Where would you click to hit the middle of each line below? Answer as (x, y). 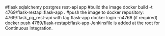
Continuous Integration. (29, 28)
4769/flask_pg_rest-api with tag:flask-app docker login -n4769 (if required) (82, 18)
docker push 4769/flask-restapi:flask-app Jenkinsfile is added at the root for (82, 23)
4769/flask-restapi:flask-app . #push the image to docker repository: (74, 12)
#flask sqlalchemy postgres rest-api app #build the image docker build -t (79, 7)
